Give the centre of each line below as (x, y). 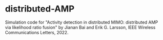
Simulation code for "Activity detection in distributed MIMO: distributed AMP (82, 22)
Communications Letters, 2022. (37, 32)
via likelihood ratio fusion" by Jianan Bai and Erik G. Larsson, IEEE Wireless (80, 27)
